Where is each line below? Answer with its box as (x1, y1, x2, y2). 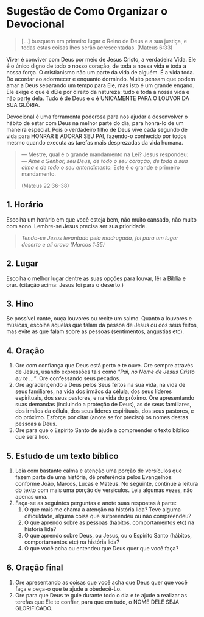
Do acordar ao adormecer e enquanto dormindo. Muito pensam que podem (6, 75, 195, 82)
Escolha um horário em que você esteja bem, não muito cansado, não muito (6, 215, 197, 223)
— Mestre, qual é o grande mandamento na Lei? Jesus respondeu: (21, 151, 189, 158)
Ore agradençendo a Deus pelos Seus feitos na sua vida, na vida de (15, 381, 186, 389)
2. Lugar (6, 258, 38, 269)
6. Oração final (6, 563, 63, 573)
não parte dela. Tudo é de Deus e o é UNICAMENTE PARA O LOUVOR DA (6, 95, 190, 102)
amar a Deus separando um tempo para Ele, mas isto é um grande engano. (6, 81, 194, 89)
